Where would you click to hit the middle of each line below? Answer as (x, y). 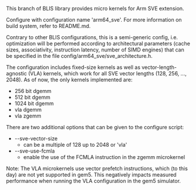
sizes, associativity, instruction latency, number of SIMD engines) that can (95, 50)
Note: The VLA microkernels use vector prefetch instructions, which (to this (97, 168)
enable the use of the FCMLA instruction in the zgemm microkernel (104, 157)
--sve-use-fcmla (35, 151)
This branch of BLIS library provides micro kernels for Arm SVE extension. (95, 8)
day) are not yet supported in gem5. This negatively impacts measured (91, 175)
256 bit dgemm (33, 91)
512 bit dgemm (32, 97)
